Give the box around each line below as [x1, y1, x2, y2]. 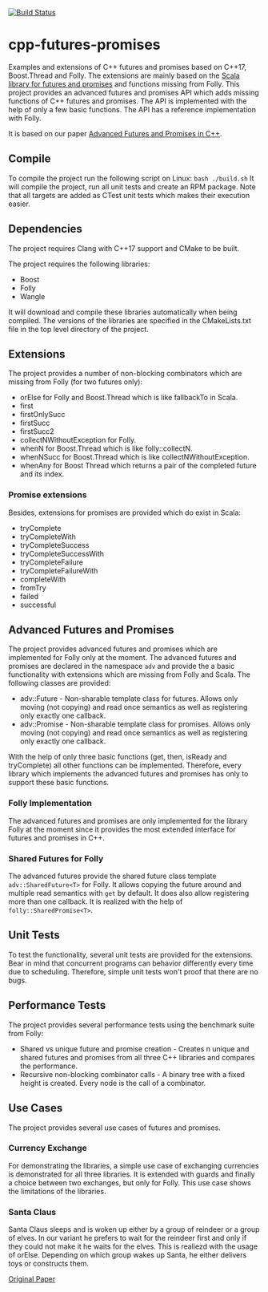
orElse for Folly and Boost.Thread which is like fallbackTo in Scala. [19, 393, 238, 403]
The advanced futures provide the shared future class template [8, 871, 217, 881]
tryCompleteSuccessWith [19, 549, 105, 558]
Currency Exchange [8, 1143, 87, 1154]
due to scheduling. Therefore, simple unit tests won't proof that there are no [8, 966, 258, 976]
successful [19, 600, 57, 610]
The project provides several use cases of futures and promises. [8, 1123, 222, 1132]
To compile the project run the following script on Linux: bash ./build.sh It [8, 173, 254, 183]
